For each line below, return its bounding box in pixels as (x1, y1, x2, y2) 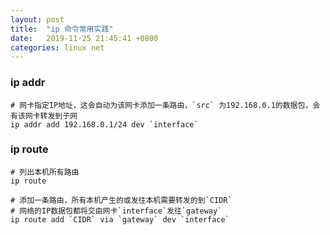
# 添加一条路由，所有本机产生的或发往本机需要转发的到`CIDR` (10, 195, 233, 205)
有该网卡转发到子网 (10, 111, 78, 121)
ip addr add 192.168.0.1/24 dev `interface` (10, 119, 199, 130)
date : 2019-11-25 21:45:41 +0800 (10, 33, 159, 43)
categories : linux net (10, 42, 105, 53)
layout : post (10, 14, 65, 25)
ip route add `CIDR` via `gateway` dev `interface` (10, 214, 230, 225)
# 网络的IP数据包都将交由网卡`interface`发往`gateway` (10, 206, 223, 216)
